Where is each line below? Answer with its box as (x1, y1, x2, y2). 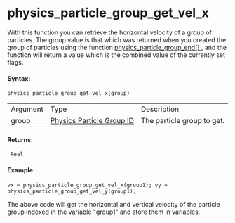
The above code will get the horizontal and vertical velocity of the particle (7, 200, 220, 208)
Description (140, 104, 180, 114)
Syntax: (7, 74, 31, 82)
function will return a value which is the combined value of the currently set (7, 51, 226, 59)
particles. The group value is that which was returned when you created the (7, 35, 227, 44)
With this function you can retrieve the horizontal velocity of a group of (7, 28, 213, 37)
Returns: (7, 135, 34, 144)
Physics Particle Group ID (50, 116, 135, 126)
